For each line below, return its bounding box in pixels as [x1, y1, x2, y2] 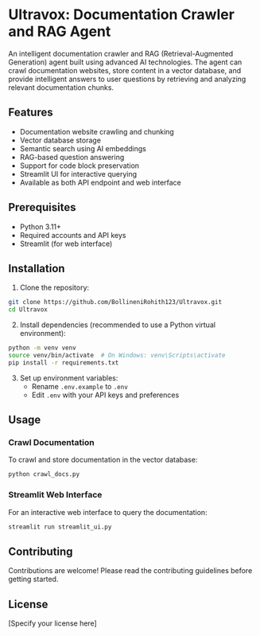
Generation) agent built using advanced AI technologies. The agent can [8, 57, 243, 67]
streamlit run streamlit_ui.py [8, 523, 112, 531]
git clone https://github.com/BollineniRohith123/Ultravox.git [8, 298, 223, 306]
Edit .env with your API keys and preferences [31, 390, 180, 400]
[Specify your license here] [8, 618, 97, 628]
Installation [8, 261, 65, 275]
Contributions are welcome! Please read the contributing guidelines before [8, 566, 253, 576]
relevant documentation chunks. [8, 82, 114, 92]
